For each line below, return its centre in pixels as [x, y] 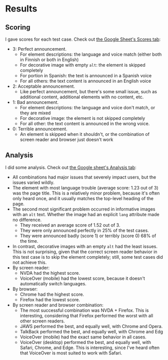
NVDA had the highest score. [50, 273]
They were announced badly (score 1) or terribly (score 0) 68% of [88, 236]
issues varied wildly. [33, 182]
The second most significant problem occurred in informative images [84, 209]
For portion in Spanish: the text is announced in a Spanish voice [86, 75]
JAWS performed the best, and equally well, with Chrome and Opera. [91, 326]
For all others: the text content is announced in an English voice [86, 81]
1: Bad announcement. [35, 102]
